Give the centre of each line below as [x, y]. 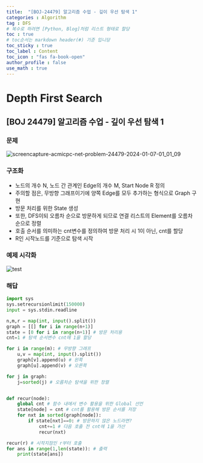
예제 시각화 [22, 255]
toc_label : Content [32, 51]
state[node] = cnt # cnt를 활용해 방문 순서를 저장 [77, 410]
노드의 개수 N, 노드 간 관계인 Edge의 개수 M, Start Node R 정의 [90, 185]
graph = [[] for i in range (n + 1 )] [50, 327]
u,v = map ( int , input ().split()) [59, 355]
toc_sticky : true [29, 46]
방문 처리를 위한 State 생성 [47, 208]
